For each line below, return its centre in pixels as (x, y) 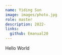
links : (12, 29)
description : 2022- (26, 24)
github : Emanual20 (29, 34)
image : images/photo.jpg (31, 15)
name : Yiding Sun (23, 10)
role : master (19, 19)
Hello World (17, 48)
